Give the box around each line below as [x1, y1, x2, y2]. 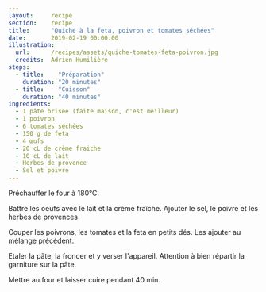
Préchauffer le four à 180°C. [8, 188, 99, 198]
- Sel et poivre [15, 167, 69, 175]
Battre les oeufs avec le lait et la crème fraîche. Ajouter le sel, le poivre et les [8, 204, 259, 213]
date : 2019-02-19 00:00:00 [8, 33, 119, 42]
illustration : [8, 41, 56, 49]
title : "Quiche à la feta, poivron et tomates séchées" [8, 26, 215, 34]
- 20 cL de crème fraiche [15, 144, 102, 152]
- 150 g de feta [15, 129, 69, 137]
